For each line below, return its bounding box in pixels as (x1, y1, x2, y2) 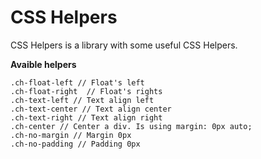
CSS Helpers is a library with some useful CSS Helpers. (10, 39, 238, 51)
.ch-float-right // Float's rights (10, 86, 163, 96)
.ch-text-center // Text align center (10, 104, 172, 114)
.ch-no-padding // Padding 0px (10, 139, 141, 149)
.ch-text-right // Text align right (10, 112, 163, 123)
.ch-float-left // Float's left (10, 77, 145, 88)
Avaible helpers (10, 58, 77, 70)
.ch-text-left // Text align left (10, 95, 155, 105)
